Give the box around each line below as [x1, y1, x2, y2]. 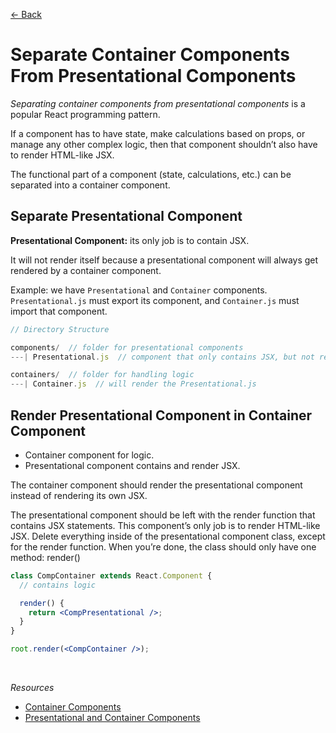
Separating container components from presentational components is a [10, 97, 306, 109]
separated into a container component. [10, 179, 171, 191]
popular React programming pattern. [10, 108, 161, 120]
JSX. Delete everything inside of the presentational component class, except [10, 530, 326, 542]
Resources [10, 682, 55, 694]
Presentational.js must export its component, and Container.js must [10, 294, 300, 306]
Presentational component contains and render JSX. [24, 459, 241, 471]
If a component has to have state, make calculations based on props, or [10, 127, 306, 139]
